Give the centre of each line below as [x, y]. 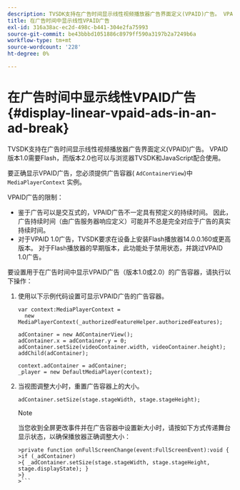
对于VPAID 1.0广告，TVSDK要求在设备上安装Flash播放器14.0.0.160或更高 [124, 239]
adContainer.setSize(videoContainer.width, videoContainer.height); [122, 347]
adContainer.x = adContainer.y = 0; [72, 341]
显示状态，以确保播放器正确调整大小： [74, 437]
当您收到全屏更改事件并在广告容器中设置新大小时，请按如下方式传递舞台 [124, 427]
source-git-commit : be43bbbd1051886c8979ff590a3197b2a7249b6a [102, 34]
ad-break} [38, 128]
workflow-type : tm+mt [40, 41]
